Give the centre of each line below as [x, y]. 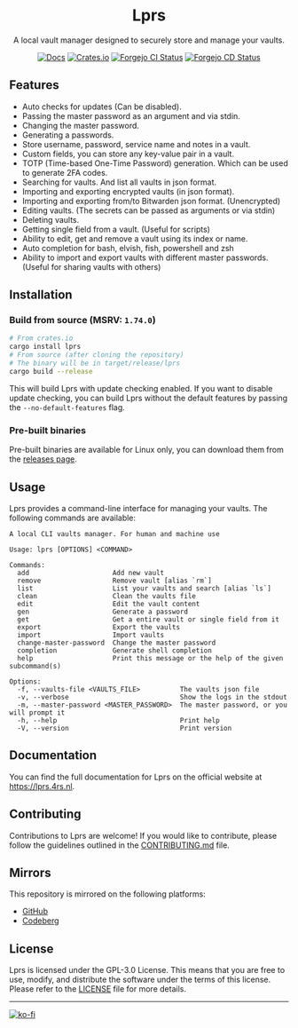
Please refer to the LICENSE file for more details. [98, 989]
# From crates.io [41, 338]
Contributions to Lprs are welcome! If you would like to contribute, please [143, 835]
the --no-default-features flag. [67, 407]
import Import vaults [91, 635]
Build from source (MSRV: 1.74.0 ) [83, 320]
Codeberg [40, 921]
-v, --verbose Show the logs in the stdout [153, 697]
